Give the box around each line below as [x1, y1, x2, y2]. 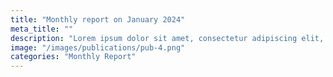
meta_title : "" [10, 24, 74, 34]
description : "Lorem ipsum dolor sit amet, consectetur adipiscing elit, [10, 33, 325, 43]
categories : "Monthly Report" [10, 52, 137, 62]
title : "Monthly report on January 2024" [10, 14, 186, 25]
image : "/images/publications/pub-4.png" [10, 42, 186, 53]
